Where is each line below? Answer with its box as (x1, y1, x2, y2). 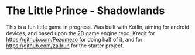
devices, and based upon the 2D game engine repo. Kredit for (6, 29, 155, 36)
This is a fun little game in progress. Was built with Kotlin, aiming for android (6, 23, 189, 30)
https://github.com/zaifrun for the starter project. (6, 42, 124, 49)
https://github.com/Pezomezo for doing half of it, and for (6, 36, 143, 43)
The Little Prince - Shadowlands (6, 4, 165, 18)
